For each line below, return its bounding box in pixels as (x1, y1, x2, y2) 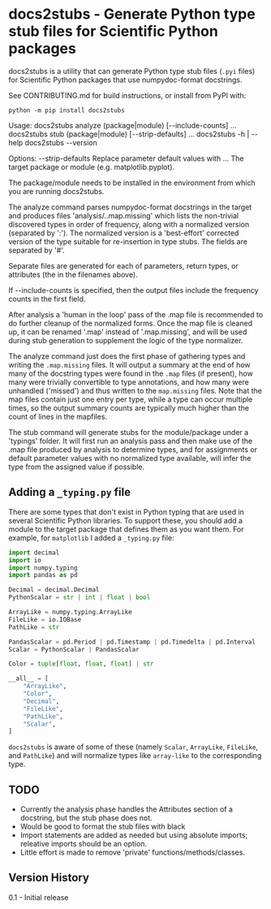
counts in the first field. (8, 294, 86, 304)
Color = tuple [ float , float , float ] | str (8, 660, 154, 668)
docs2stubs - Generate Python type (8, 5, 256, 24)
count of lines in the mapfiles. (8, 411, 108, 421)
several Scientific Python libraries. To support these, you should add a (8, 515, 243, 525)
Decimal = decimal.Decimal (8, 586, 100, 594)
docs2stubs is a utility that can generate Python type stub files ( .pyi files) (8, 66, 256, 75)
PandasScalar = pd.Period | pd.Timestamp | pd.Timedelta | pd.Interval (8, 638, 256, 646)
